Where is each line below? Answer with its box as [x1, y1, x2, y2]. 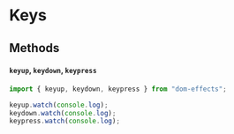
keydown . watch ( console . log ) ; [9, 108, 117, 117]
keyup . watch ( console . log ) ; [9, 100, 109, 109]
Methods [9, 41, 60, 56]
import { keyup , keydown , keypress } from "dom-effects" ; [9, 85, 227, 93]
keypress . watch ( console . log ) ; [9, 116, 121, 126]
